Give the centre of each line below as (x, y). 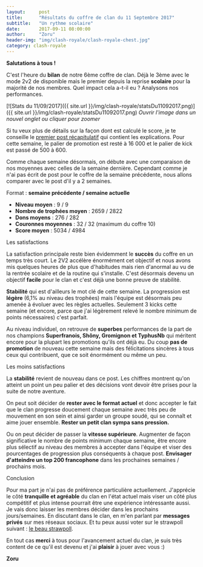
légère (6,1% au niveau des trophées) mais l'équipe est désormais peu (94, 297)
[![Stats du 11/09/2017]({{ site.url (47, 106)
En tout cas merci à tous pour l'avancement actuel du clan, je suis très (94, 540)
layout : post (28, 12)
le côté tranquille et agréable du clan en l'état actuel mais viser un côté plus (101, 496)
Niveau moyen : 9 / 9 (42, 205)
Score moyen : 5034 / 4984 (50, 230)
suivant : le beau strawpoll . (40, 528)
